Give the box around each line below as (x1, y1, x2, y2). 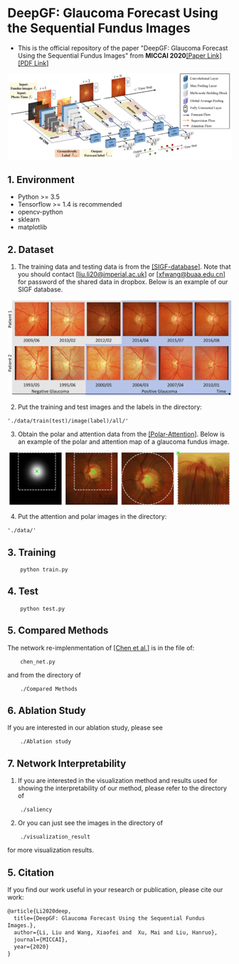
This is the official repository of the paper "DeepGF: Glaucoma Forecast (17, 43, 228, 52)
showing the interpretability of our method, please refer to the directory (17, 784, 228, 792)
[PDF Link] (17, 58, 49, 67)
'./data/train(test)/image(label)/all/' (7, 418, 129, 425)
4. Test (7, 586, 39, 598)
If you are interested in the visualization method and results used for (17, 777, 218, 785)
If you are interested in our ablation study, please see (7, 723, 164, 732)
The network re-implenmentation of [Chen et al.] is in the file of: (7, 643, 195, 652)
